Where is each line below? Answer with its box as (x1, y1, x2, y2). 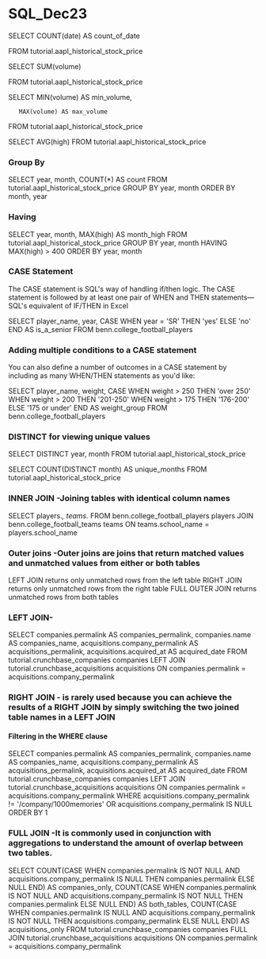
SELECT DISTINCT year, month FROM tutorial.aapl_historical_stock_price (8, 449, 246, 459)
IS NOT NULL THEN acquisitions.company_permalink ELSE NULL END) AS (8, 916, 250, 926)
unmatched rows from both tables (8, 592, 119, 602)
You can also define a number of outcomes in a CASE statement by (8, 362, 227, 373)
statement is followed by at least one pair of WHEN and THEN (8, 292, 210, 302)
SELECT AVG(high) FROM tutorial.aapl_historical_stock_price (8, 136, 207, 147)
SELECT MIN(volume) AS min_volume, (8, 92, 132, 101)
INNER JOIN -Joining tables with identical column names (8, 493, 231, 504)
